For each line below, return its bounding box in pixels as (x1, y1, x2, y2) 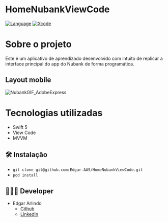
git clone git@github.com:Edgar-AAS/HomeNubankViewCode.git (12, 167, 143, 172)
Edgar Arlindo (12, 201, 42, 207)
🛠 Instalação (5, 150, 47, 159)
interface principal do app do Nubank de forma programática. (5, 60, 134, 67)
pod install (12, 173, 38, 178)
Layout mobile (5, 76, 51, 84)
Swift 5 (12, 124, 28, 130)
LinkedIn (20, 211, 39, 217)
